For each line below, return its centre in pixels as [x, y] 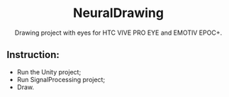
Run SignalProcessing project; [61, 79]
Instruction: [33, 55]
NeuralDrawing [118, 13]
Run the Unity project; [49, 72]
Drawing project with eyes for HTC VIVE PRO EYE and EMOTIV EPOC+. [118, 33]
